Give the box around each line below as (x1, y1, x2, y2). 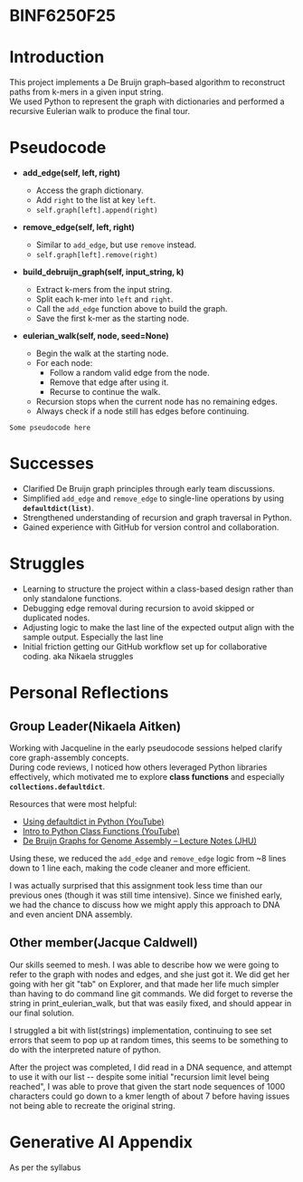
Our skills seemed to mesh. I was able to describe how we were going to (9, 959, 279, 970)
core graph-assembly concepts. (9, 752, 129, 763)
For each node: (35, 358, 93, 369)
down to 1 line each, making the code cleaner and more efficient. (9, 862, 251, 873)
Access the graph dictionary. (35, 185, 144, 196)
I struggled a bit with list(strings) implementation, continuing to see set (9, 1024, 272, 1035)
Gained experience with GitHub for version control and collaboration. (22, 522, 279, 533)
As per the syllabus (9, 1161, 81, 1173)
